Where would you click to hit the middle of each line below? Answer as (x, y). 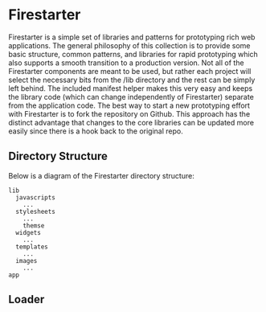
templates (32, 247)
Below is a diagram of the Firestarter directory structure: (101, 175)
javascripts (36, 197)
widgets (29, 232)
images (27, 261)
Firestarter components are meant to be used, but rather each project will (130, 71)
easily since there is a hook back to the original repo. (96, 131)
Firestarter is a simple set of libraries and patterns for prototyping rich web (132, 37)
